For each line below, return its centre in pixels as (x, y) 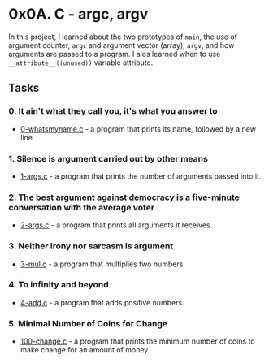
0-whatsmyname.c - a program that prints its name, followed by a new (138, 129)
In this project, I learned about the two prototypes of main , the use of (123, 37)
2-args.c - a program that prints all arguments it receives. (116, 225)
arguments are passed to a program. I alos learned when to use (115, 54)
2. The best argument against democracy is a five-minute (124, 197)
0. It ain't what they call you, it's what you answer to (113, 111)
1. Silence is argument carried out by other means (108, 158)
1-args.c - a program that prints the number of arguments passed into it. (141, 176)
